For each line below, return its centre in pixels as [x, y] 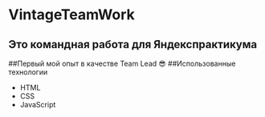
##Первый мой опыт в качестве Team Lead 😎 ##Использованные [122, 63]
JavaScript [38, 105]
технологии [28, 72]
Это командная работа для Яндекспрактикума [133, 44]
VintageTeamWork [71, 15]
